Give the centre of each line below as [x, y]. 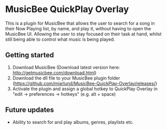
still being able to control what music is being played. [60, 39]
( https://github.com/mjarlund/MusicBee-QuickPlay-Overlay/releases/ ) [85, 83]
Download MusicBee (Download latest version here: [66, 67]
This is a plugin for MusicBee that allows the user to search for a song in [80, 23]
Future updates [30, 110]
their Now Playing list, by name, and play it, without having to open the [78, 28]
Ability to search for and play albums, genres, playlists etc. [73, 122]
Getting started [30, 55]
